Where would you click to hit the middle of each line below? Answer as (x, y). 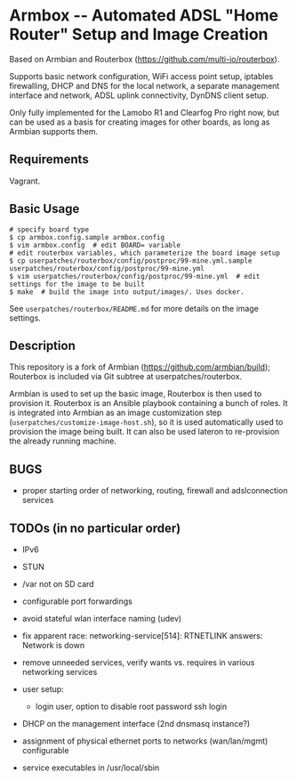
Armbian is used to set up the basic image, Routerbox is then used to (136, 394)
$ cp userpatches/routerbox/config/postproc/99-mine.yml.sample (131, 260)
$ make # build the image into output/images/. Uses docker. (127, 292)
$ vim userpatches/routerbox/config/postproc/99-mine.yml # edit (135, 276)
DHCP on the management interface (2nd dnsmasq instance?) (136, 724)
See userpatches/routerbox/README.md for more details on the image (134, 308)
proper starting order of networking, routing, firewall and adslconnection (155, 491)
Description (42, 345)
